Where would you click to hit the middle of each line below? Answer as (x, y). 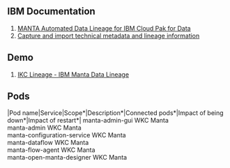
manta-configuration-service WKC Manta (67, 135)
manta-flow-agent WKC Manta (51, 150)
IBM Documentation (51, 12)
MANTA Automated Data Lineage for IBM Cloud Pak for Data (104, 28)
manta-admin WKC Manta (44, 128)
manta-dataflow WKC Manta (48, 143)
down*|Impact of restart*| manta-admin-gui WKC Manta (88, 121)
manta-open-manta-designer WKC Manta (67, 158)
